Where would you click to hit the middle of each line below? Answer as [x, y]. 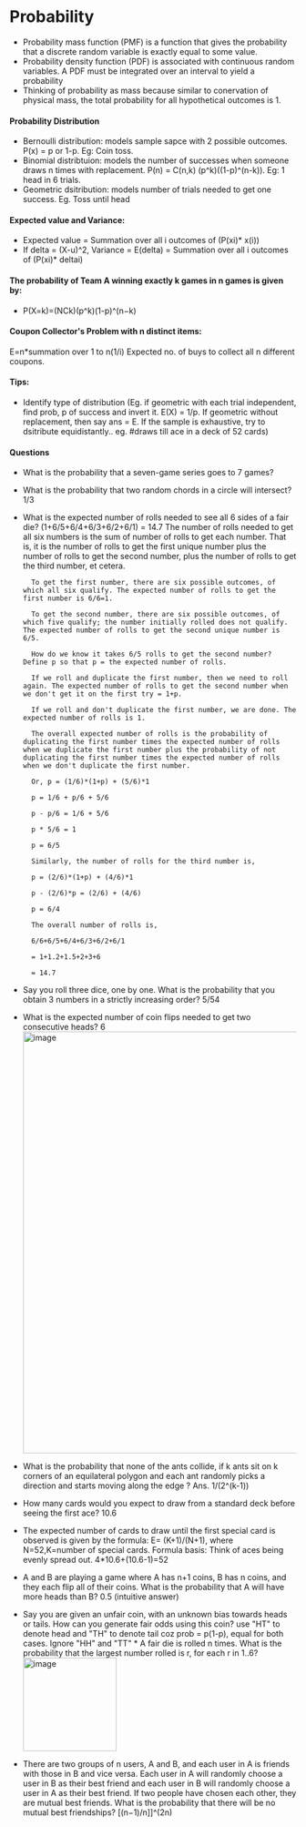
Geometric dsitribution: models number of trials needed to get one [147, 189]
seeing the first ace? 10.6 [70, 1513]
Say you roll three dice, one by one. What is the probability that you [149, 990]
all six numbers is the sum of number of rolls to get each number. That [154, 537]
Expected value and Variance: [67, 219]
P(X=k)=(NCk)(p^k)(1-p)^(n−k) [79, 311]
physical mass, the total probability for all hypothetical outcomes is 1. [152, 100]
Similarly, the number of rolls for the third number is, [143, 862]
